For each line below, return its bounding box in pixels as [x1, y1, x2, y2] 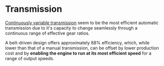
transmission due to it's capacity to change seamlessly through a [5, 25, 138, 31]
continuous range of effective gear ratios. [5, 30, 90, 36]
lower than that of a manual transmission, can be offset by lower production [5, 45, 159, 51]
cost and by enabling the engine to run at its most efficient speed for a [5, 50, 152, 56]
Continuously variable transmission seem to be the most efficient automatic [5, 20, 159, 26]
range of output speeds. [5, 55, 54, 61]
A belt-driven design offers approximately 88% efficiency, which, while [5, 39, 150, 45]
